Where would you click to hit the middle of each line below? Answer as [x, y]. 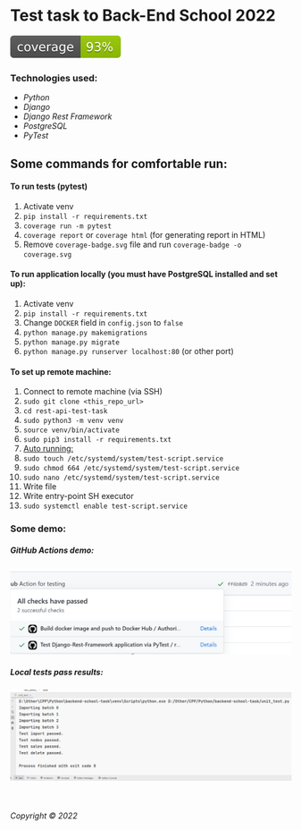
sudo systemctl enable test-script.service [105, 506]
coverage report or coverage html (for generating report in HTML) [144, 234]
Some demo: [38, 529]
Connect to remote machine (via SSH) [93, 392]
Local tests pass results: [57, 672]
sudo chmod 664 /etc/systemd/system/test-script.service [131, 469]
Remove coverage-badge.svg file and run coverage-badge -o [132, 244]
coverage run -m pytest [67, 226]
